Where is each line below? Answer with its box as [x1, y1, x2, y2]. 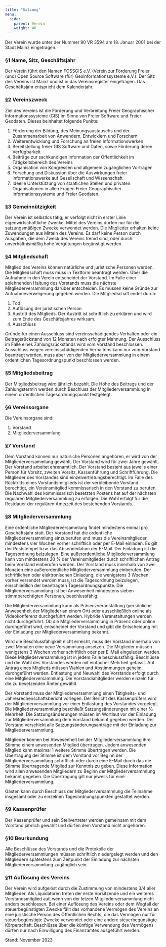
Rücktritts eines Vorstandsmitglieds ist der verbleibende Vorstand [5, 480, 139, 486]
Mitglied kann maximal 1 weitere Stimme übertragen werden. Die [5, 747, 136, 753]
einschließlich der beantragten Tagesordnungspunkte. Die [5, 582, 124, 588]
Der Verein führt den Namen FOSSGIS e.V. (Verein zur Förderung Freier [5, 68, 150, 74]
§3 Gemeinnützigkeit [5, 203, 56, 210]
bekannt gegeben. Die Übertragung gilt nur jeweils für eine [5, 773, 125, 779]
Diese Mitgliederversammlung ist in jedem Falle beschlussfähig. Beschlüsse [5, 654, 160, 660]
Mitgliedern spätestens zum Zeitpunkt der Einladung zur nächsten [5, 856, 139, 862]
